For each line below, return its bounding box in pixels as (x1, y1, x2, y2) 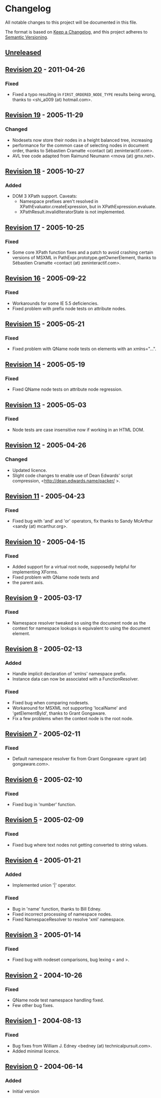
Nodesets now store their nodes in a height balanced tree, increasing (12, 137, 153, 143)
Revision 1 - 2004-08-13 (5, 1017, 81, 1025)
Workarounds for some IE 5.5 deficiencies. (12, 300, 98, 306)
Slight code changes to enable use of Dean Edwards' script (12, 472, 133, 478)
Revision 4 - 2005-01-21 (5, 856, 81, 865)
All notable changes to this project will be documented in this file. (5, 19, 138, 25)
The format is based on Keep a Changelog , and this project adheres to (5, 29, 148, 35)
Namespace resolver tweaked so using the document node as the (12, 620, 146, 626)
